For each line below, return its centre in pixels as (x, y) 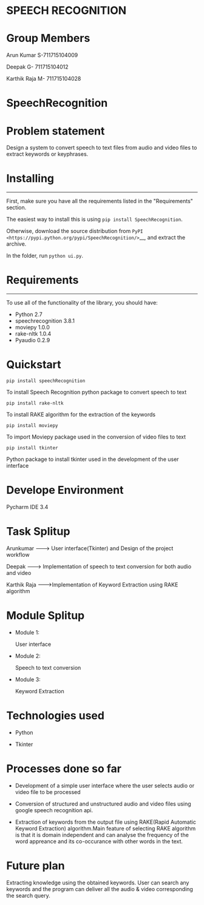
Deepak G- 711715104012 (37, 67)
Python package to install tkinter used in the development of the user (93, 459)
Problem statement (56, 131)
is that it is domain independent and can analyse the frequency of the (102, 835)
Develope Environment (65, 490)
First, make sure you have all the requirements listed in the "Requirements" (100, 201)
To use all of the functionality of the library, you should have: (82, 303)
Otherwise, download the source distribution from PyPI (75, 231)
